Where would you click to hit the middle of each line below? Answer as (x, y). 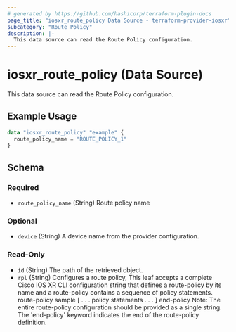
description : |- (31, 33)
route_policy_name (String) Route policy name (84, 203)
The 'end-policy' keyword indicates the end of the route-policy (108, 314)
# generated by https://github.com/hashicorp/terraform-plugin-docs (110, 14)
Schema (26, 167)
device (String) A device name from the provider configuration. (108, 236)
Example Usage (42, 116)
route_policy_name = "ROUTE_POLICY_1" (71, 139)
